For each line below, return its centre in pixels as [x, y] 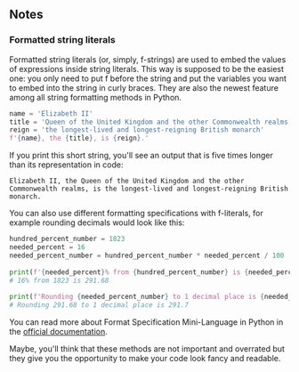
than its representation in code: [66, 165]
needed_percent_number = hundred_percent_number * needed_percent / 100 [147, 255]
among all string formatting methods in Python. [96, 97]
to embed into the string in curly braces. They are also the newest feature [144, 87]
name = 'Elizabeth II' [51, 113]
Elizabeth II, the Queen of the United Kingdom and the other [127, 182]
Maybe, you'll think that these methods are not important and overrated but [147, 349]
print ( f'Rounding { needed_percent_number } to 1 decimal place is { [137, 297]
